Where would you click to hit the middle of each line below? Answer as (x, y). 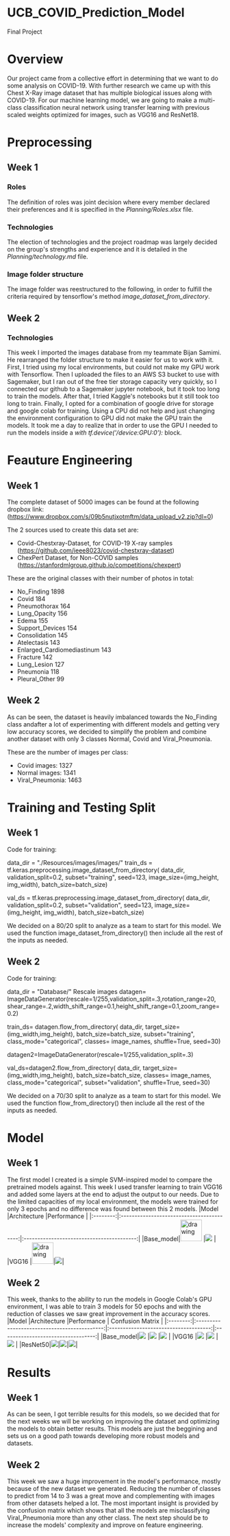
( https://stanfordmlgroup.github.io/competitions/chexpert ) (99, 565)
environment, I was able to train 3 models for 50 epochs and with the (104, 1306)
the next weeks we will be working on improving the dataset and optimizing (113, 1422)
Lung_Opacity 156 (42, 613)
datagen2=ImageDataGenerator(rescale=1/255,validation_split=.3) (100, 1054)
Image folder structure (46, 274)
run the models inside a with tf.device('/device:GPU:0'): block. (94, 432)
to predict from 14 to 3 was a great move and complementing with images (111, 1496)
